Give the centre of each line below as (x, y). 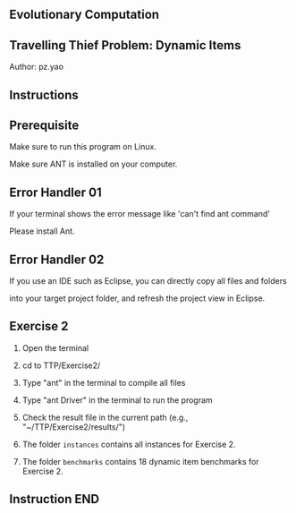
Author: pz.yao (37, 67)
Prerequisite (44, 125)
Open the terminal (55, 347)
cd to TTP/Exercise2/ (61, 365)
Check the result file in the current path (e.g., (105, 417)
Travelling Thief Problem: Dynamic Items (125, 45)
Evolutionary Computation (84, 15)
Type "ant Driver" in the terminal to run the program (117, 400)
